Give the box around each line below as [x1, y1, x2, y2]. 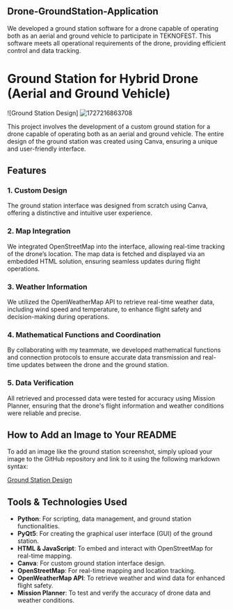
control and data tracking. [7, 46, 81, 54]
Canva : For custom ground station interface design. [17, 559, 166, 567]
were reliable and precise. [7, 408, 81, 417]
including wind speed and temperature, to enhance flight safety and [7, 305, 202, 313]
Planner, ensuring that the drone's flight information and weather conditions [7, 401, 225, 410]
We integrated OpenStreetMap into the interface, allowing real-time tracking [7, 242, 225, 251]
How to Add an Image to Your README [7, 429, 177, 441]
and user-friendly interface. [7, 144, 86, 153]
